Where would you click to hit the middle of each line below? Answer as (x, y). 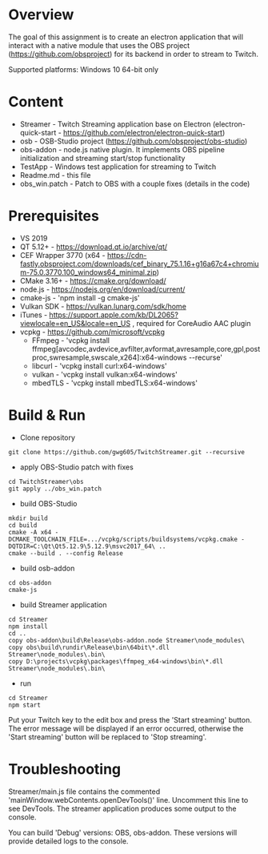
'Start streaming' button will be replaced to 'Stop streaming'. (107, 737)
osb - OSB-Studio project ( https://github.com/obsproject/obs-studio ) (134, 141)
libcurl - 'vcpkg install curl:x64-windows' (99, 365)
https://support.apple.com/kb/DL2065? (114, 315)
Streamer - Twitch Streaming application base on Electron (115, 124)
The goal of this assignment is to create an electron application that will (126, 37)
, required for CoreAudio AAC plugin (191, 323)
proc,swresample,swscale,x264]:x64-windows (109, 357)
